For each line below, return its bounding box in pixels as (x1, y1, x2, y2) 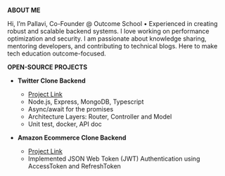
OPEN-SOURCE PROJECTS (7, 63, 88, 71)
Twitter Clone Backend (17, 76, 86, 85)
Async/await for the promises (27, 105, 114, 113)
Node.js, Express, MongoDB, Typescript (27, 97, 144, 106)
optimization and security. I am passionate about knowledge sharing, (7, 34, 207, 43)
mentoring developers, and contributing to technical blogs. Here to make (7, 42, 218, 50)
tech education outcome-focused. (7, 49, 107, 57)
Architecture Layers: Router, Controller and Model (27, 112, 172, 121)
